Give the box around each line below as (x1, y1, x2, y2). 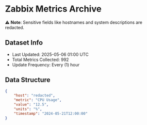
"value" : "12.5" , (14, 102, 49, 107)
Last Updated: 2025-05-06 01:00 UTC (12, 51, 89, 57)
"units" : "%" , (14, 107, 42, 112)
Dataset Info (5, 39, 43, 47)
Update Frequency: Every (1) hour (12, 62, 80, 67)
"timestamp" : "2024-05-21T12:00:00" (14, 111, 88, 116)
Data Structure (5, 76, 51, 84)
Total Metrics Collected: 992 (12, 57, 69, 62)
